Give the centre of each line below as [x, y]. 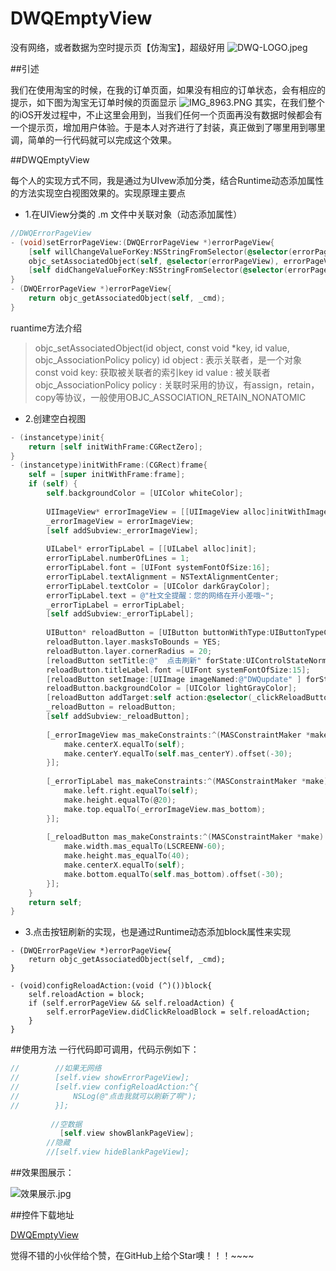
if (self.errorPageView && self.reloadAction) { [131, 1003]
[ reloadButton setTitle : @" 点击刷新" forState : [146, 660]
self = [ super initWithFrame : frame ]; [107, 475]
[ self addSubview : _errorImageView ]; [122, 530]
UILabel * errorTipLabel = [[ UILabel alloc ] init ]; [151, 549]
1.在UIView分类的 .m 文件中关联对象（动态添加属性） [133, 214]
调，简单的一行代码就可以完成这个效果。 [93, 139]
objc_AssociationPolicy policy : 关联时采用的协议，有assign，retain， [177, 384]
